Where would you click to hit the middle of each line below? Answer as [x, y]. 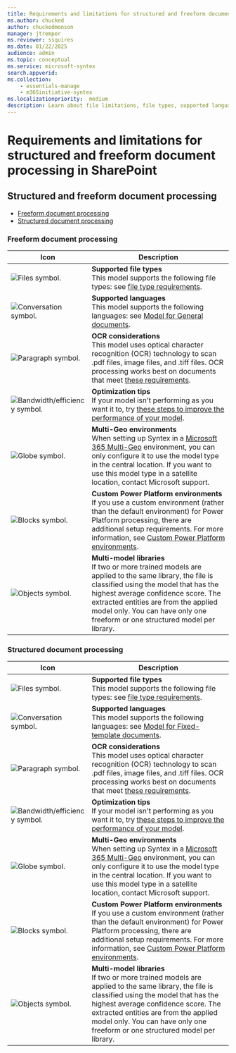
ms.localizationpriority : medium [58, 99]
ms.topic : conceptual [39, 60]
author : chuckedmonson [40, 27]
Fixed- [188, 727]
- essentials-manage [50, 86]
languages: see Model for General [147, 316]
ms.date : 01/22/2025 [38, 47]
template [106, 735]
